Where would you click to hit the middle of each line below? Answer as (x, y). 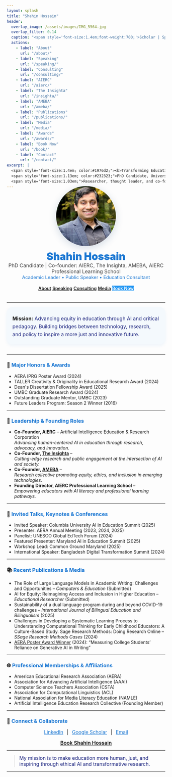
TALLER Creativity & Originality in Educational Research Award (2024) (86, 381)
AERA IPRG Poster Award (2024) (48, 376)
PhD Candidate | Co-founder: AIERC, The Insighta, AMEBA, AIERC (86, 265)
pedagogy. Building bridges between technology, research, (81, 326)
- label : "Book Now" (37, 144)
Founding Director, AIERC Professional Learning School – (75, 486)
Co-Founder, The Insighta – (43, 453)
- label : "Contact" (36, 155)
